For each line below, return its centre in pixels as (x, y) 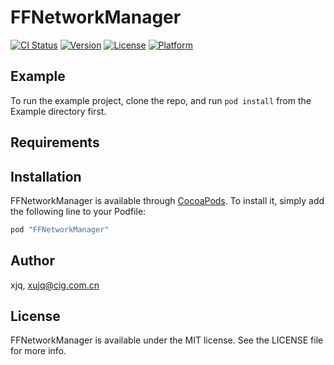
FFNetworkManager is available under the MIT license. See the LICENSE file (167, 340)
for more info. (38, 351)
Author (32, 261)
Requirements (55, 142)
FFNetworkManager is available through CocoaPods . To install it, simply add (167, 200)
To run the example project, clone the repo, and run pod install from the (161, 100)
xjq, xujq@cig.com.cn (55, 285)
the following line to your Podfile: (78, 211)
